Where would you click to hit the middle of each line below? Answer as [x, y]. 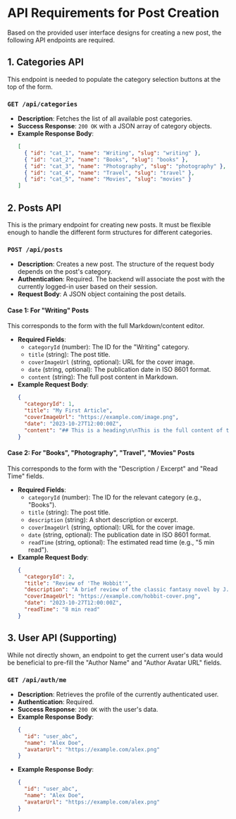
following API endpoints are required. [61, 40]
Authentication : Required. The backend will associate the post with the [121, 279]
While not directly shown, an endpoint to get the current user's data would [115, 655]
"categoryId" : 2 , [50, 576]
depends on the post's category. [65, 272]
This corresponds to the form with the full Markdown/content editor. [106, 326]
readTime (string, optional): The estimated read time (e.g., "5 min [121, 542]
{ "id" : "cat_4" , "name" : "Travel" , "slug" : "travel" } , [110, 173]
